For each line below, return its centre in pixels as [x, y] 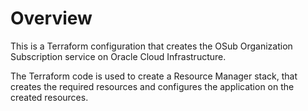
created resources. [49, 97]
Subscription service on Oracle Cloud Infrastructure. [118, 56]
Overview [51, 18]
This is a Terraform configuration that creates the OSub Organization [151, 46]
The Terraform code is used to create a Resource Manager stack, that [154, 76]
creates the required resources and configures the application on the [152, 86]
